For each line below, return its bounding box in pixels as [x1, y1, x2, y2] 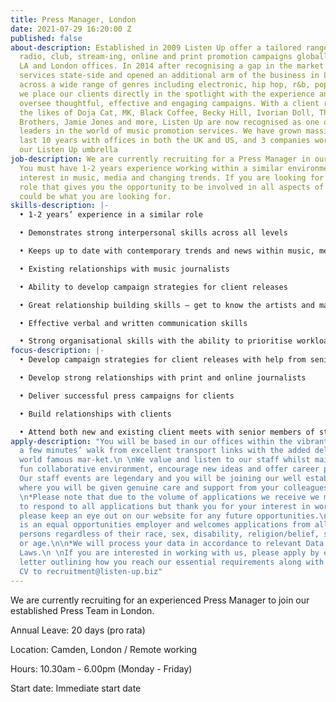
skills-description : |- [10, 201, 110, 211]
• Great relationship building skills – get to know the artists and [19, 300, 315, 310]
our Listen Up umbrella [19, 145, 118, 155]
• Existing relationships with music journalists [19, 264, 230, 274]
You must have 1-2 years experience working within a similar [19, 163, 284, 173]
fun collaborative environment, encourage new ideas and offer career [19, 464, 320, 475]
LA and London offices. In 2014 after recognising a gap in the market [19, 61, 325, 71]
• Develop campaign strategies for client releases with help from [19, 355, 307, 365]
